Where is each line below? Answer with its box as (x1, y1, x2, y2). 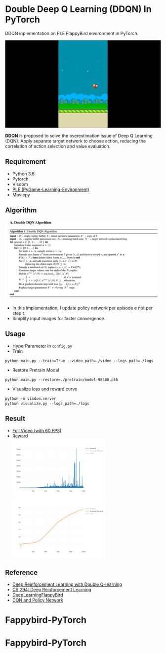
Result (5, 415, 26, 423)
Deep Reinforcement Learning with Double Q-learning (12, 581, 123, 587)
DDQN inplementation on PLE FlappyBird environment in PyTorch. (5, 30, 139, 36)
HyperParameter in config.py (12, 343, 73, 349)
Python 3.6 (12, 171, 35, 177)
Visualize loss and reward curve (12, 386, 78, 392)
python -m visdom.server (5, 396, 56, 401)
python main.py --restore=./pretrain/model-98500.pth (5, 377, 119, 382)
